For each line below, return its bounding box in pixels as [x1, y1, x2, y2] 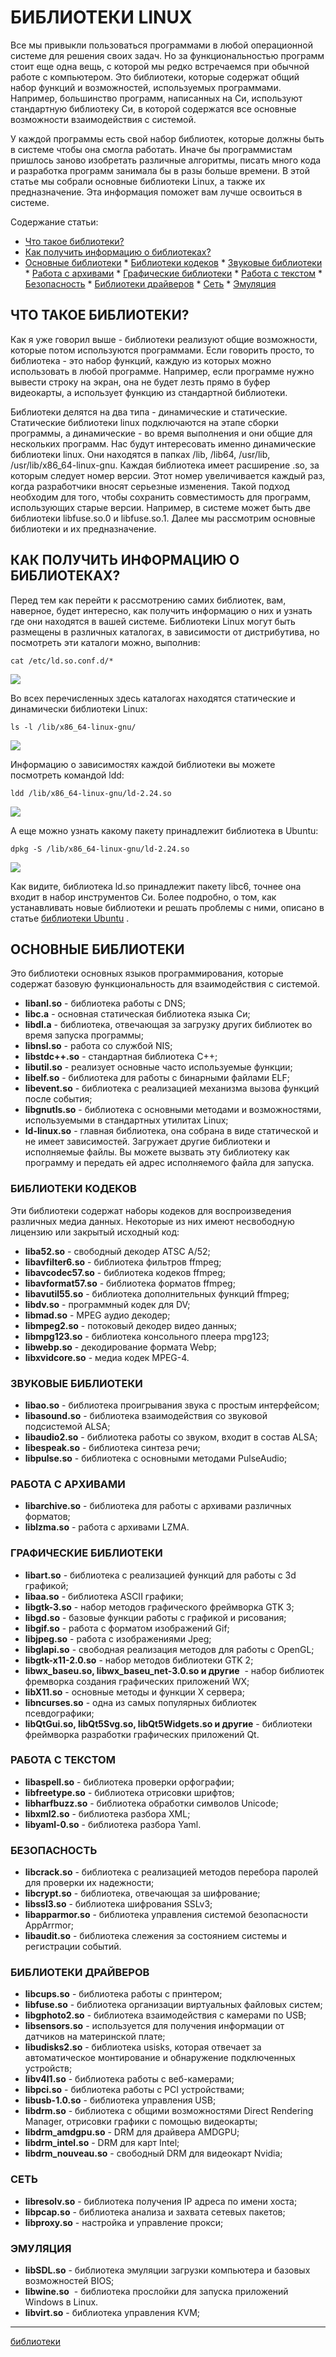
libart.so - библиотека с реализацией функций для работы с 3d [24, 1569, 297, 1581]
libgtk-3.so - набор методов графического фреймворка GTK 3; [24, 1601, 295, 1613]
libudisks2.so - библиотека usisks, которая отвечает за [24, 2041, 262, 2053]
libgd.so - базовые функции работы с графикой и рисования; [24, 1611, 287, 1623]
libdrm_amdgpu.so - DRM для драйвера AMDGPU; [24, 2126, 240, 2138]
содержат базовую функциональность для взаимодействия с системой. [10, 978, 321, 990]
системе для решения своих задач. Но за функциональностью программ [10, 49, 325, 61]
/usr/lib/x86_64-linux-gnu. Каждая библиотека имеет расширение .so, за [10, 459, 320, 471]
